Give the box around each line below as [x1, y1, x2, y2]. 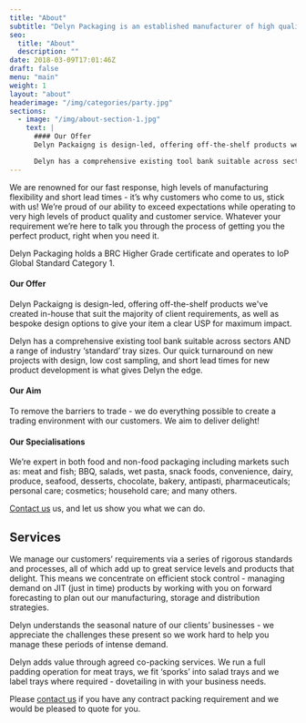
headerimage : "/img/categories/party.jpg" [9, 97, 173, 107]
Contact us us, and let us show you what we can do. [9, 503, 206, 514]
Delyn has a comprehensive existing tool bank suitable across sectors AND [9, 335, 291, 346]
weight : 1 [9, 81, 47, 90]
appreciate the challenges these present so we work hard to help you [9, 629, 270, 640]
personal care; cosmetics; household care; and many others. [9, 485, 238, 496]
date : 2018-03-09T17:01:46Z [9, 56, 117, 65]
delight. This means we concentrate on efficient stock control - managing [9, 573, 285, 584]
